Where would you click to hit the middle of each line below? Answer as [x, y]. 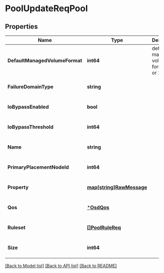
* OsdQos [98, 207]
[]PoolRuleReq [104, 227]
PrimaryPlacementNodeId [38, 167]
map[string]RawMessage [117, 187]
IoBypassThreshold [31, 127]
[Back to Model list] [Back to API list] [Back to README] [61, 266]
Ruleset [17, 227]
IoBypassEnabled [28, 107]
